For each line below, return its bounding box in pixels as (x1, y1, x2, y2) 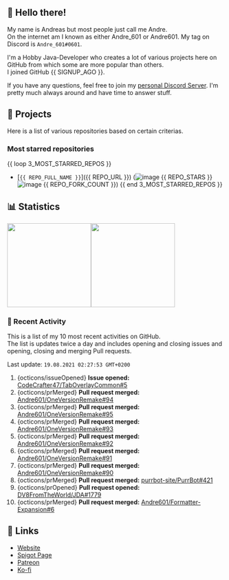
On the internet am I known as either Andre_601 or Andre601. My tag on (7, 32, 210, 41)
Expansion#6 (17, 506, 55, 514)
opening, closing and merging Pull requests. (7, 347, 132, 355)
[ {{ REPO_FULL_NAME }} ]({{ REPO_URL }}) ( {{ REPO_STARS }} (17, 173, 213, 181)
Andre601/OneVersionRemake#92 (17, 439, 113, 448)
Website (17, 543, 41, 552)
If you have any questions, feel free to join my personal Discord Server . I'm (7, 81, 219, 90)
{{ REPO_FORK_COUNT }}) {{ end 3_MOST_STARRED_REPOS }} (43, 180, 223, 188)
